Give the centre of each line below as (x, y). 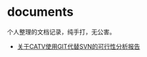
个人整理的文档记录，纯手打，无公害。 (61, 32)
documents (41, 12)
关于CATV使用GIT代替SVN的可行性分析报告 (79, 46)
